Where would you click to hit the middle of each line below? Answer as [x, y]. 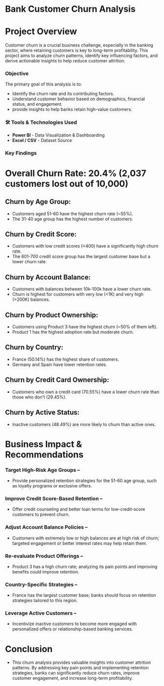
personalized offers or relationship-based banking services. [72, 629]
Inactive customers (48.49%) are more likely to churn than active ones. [84, 424]
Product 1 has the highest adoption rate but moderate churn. [73, 332]
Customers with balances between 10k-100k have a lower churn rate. [82, 289]
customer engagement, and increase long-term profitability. [72, 678]
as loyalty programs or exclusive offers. [52, 486]
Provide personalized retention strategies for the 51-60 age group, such [84, 481]
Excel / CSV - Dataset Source [42, 140]
